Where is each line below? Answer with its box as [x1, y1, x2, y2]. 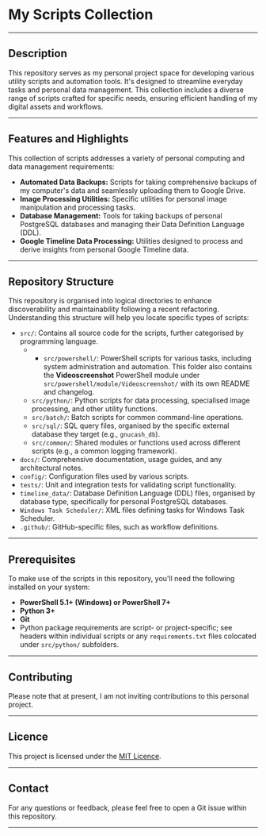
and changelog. [43, 387, 95, 397]
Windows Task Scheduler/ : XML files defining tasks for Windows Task [19, 506, 245, 515]
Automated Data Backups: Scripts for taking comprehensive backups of [19, 177, 257, 187]
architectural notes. [19, 463, 83, 473]
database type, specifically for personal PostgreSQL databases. [19, 497, 228, 507]
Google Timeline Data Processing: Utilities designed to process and [19, 236, 244, 245]
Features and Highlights [8, 133, 129, 146]
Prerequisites [8, 553, 76, 566]
